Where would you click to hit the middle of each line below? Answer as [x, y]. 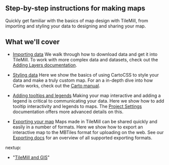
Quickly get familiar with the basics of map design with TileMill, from [77, 20]
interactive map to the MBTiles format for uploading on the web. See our [88, 132]
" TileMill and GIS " [31, 157]
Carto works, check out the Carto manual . [56, 85]
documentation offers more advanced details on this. [68, 112]
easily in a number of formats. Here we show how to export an [78, 127]
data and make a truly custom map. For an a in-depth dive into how [83, 80]
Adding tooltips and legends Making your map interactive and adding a [87, 95]
